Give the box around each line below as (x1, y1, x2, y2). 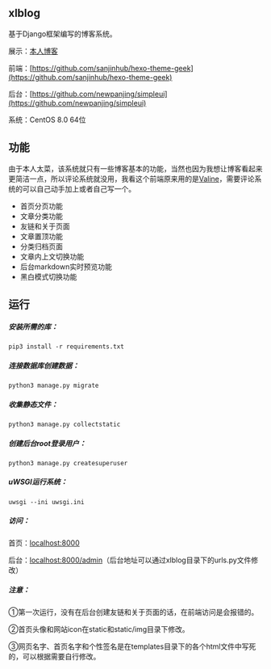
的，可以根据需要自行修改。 (8, 651, 101, 661)
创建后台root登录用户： (8, 438, 86, 448)
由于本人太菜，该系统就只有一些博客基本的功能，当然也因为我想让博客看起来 (8, 163, 263, 173)
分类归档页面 (19, 242, 63, 251)
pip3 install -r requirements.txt (8, 343, 125, 351)
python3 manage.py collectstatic (8, 420, 121, 428)
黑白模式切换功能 (19, 271, 77, 281)
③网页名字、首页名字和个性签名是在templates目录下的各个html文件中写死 (8, 642, 256, 651)
